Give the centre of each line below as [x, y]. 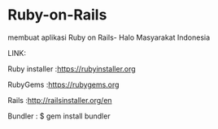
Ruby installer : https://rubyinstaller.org [72, 69]
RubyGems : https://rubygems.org [63, 84]
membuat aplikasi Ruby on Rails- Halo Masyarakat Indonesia [109, 37]
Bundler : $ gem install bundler [59, 116]
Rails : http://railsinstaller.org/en [60, 100]
